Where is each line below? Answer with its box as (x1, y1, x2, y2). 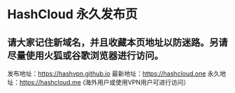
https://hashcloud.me (20, 78, 82, 86)
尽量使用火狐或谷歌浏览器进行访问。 (7, 50, 164, 62)
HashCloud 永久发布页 (7, 6, 138, 22)
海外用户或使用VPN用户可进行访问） (85, 78, 190, 86)
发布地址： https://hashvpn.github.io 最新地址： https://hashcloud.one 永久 (7, 69, 220, 78)
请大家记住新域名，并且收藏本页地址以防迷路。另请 (7, 36, 228, 48)
